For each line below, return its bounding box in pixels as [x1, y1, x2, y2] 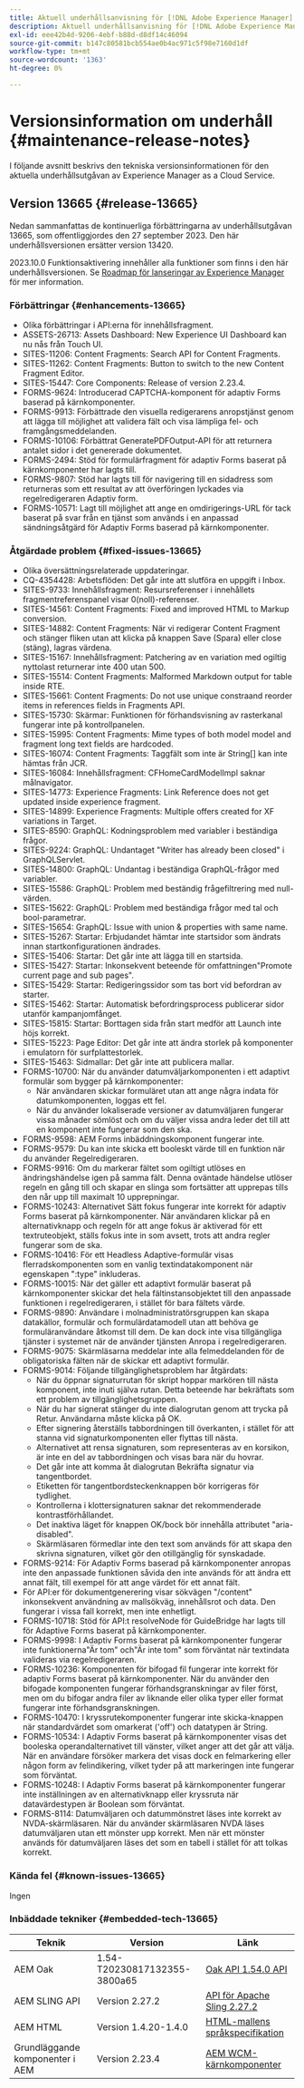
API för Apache [204, 1988, 271, 2001]
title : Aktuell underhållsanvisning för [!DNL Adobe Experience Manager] [9, 13, 294, 23]
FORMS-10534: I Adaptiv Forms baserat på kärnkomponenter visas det [22, 1732, 287, 1742]
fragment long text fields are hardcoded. [22, 738, 174, 749]
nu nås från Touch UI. [22, 338, 104, 349]
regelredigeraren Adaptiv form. [22, 493, 138, 503]
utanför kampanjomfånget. [22, 1009, 122, 1020]
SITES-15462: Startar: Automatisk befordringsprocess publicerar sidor [22, 999, 285, 1010]
